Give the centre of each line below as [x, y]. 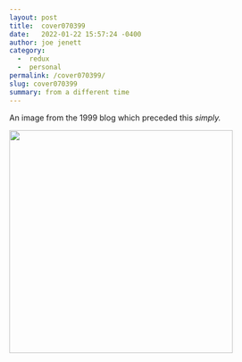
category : [28, 51]
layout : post [33, 17]
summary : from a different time [69, 92]
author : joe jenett [46, 42]
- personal [40, 68]
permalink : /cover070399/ [57, 76]
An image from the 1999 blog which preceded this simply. [115, 118]
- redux [33, 59]
